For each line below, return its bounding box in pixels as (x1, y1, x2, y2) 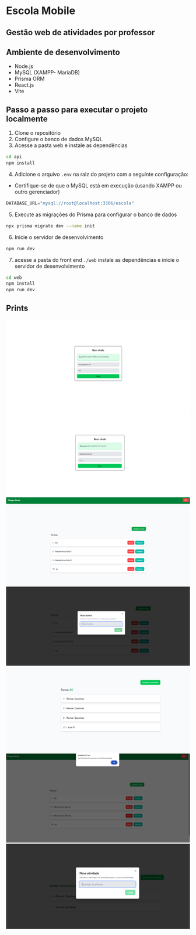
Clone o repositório (14, 129, 61, 137)
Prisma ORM (14, 75, 45, 83)
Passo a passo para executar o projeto (6, 104, 148, 115)
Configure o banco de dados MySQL (14, 136, 103, 143)
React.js (14, 81, 34, 88)
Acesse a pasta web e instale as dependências (14, 142, 128, 149)
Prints (6, 303, 29, 313)
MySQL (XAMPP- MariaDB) (14, 69, 80, 76)
